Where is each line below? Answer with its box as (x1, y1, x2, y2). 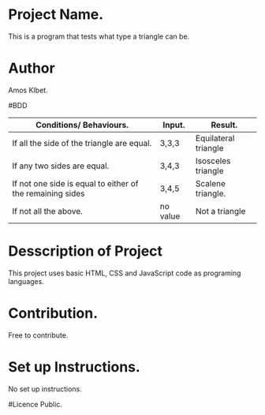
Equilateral (196, 133, 235, 144)
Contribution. (8, 305, 99, 322)
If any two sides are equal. (12, 160, 110, 171)
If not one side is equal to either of (12, 178, 139, 189)
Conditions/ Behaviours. (35, 119, 129, 130)
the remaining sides (12, 188, 85, 199)
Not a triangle (196, 205, 246, 216)
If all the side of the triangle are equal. (12, 137, 152, 148)
